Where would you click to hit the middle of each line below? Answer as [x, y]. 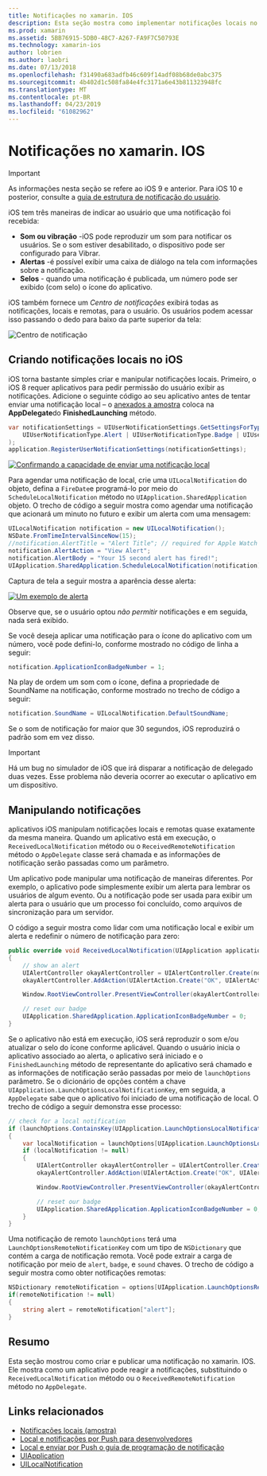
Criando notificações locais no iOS [96, 360]
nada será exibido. [39, 620]
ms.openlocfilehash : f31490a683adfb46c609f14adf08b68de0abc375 [115, 75]
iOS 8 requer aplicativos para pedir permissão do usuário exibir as [116, 387]
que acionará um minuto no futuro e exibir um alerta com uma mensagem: [130, 514]
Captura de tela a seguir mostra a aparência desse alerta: [102, 581]
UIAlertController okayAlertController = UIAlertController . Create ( [138, 973]
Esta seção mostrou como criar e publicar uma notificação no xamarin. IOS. [132, 1361]
